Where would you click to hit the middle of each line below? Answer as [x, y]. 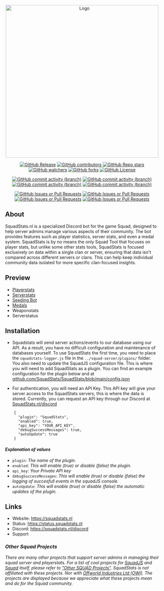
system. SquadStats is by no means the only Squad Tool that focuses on [78, 242]
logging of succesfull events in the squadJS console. [65, 481]
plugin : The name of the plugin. [44, 460]
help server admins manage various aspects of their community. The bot [78, 231]
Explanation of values [28, 449]
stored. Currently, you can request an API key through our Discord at [81, 399]
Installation [22, 331]
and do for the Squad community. [39, 583]
